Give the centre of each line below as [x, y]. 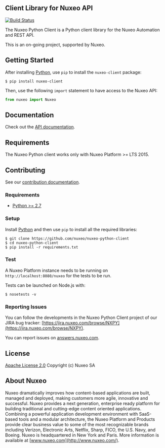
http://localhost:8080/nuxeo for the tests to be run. [58, 275]
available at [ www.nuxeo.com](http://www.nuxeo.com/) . [62, 440]
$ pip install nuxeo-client [34, 81]
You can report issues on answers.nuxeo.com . [52, 338]
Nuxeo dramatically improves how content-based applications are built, [78, 393]
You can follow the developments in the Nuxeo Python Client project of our [81, 318]
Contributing [25, 170]
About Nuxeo [26, 381]
